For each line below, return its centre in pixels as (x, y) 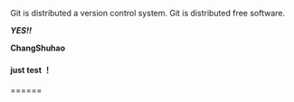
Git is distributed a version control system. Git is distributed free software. (148, 13)
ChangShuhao (38, 48)
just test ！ (31, 70)
